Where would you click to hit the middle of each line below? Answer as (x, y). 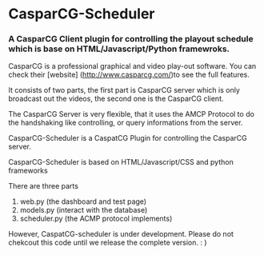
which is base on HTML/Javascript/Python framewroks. (119, 49)
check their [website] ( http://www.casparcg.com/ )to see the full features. (129, 75)
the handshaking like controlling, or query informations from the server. (126, 123)
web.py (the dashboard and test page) (83, 201)
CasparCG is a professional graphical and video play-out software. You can (132, 66)
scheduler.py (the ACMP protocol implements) (96, 219)
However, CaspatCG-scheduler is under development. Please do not (121, 234)
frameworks (28, 171)
